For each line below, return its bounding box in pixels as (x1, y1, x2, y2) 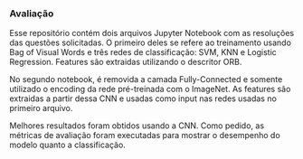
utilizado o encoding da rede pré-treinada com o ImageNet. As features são (9, 84, 291, 95)
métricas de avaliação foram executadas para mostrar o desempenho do (9, 130, 280, 141)
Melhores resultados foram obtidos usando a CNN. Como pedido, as (9, 120, 265, 131)
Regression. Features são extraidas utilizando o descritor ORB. (9, 57, 242, 68)
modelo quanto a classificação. (9, 139, 127, 151)
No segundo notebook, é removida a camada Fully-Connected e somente (9, 74, 283, 85)
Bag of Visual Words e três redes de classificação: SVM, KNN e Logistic (9, 47, 278, 58)
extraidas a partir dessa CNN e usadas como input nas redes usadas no (9, 93, 278, 104)
